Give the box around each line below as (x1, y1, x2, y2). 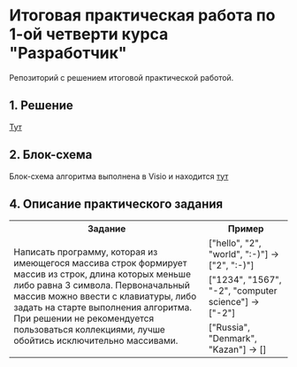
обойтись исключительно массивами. (13, 334, 179, 347)
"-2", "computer (208, 285, 278, 297)
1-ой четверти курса (9, 24, 169, 44)
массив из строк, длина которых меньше (13, 268, 192, 280)
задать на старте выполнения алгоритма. (13, 301, 193, 314)
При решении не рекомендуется (13, 312, 155, 324)
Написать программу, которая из (13, 246, 158, 258)
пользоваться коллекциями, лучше (13, 324, 165, 336)
